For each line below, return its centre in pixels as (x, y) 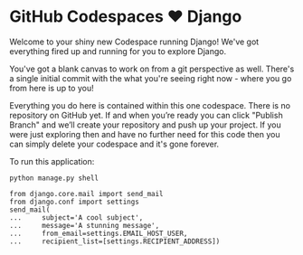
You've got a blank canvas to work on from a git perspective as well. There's (152, 69)
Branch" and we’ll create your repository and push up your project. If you (146, 125)
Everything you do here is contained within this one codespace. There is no (150, 105)
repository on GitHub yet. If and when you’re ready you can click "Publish (146, 115)
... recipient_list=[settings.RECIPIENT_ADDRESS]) (115, 241)
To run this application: (52, 161)
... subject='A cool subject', (76, 217)
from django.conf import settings (75, 202)
